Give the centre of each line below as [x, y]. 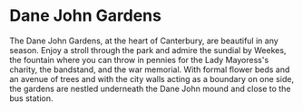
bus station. [31, 98]
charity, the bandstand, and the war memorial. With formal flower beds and [150, 69]
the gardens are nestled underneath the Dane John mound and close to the [150, 88]
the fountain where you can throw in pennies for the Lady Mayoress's [139, 60]
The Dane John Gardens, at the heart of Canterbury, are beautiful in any [144, 41]
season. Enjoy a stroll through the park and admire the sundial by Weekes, [148, 50]
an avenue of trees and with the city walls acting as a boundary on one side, [152, 79]
